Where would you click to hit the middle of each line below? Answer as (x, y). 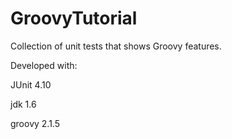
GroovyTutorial (74, 18)
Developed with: (44, 65)
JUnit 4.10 (31, 84)
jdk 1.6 (23, 104)
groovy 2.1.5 (35, 123)
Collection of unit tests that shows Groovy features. (116, 46)
